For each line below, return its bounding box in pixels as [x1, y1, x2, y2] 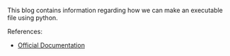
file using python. [7, 13, 58, 22]
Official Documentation [17, 41, 85, 49]
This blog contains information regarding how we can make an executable [7, 6, 223, 14]
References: [7, 28, 42, 35]
